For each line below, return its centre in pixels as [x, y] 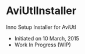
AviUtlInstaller [41, 11]
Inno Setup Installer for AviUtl [41, 27]
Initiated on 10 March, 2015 [47, 38]
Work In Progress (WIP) [42, 45]
